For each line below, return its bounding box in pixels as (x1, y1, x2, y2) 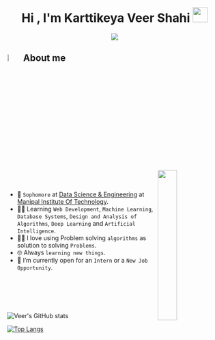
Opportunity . (16, 263, 53, 272)
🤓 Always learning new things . (16, 248, 106, 257)
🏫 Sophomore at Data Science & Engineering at (16, 190, 145, 198)
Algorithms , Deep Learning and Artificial (16, 219, 136, 227)
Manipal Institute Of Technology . (16, 197, 109, 205)
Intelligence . (16, 226, 56, 235)
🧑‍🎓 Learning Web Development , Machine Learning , (16, 205, 154, 213)
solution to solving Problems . (16, 241, 97, 249)
